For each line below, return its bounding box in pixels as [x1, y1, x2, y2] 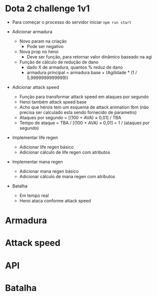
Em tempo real [19, 192, 49, 198]
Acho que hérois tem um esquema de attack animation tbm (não [19, 104, 149, 110]
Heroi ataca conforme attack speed [19, 197, 91, 204]
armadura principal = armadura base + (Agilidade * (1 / [26, 69, 137, 75]
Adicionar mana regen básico [19, 168, 79, 174]
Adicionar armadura [12, 28, 53, 34]
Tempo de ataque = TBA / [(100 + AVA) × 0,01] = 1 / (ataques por [19, 120, 150, 126]
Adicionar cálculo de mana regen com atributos [19, 173, 115, 179]
